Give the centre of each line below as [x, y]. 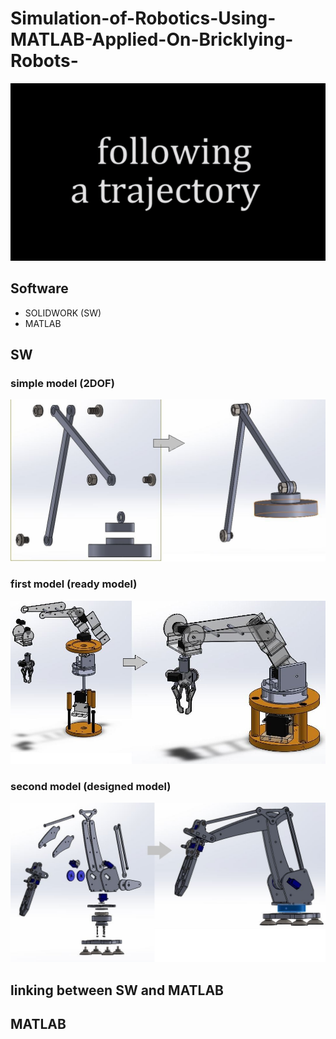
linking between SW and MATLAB [117, 990]
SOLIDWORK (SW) [63, 313]
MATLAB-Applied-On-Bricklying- [152, 39]
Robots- [44, 61]
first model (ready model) [74, 584]
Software [39, 288]
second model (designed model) [91, 787]
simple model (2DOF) [62, 383]
